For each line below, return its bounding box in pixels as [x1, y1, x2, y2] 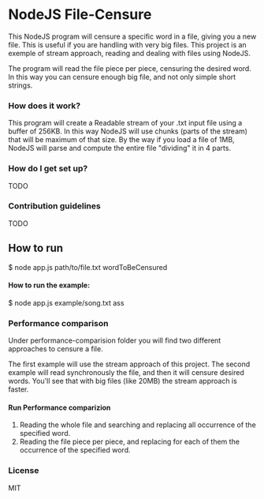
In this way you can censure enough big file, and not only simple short [8, 72, 236, 81]
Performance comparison [8, 317, 109, 328]
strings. [8, 81, 33, 90]
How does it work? [8, 100, 81, 111]
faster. [8, 385, 29, 394]
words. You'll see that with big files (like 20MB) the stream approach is [8, 377, 238, 386]
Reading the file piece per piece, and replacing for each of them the [19, 437, 240, 447]
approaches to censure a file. [8, 344, 104, 354]
